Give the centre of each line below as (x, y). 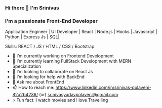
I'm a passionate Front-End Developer (51, 21)
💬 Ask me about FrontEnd (38, 82)
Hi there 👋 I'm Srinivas (32, 8)
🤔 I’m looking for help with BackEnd (48, 77)
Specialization (26, 66)
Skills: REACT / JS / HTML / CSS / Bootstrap (50, 47)
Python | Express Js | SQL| (32, 37)
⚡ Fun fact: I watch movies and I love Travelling (60, 100)
